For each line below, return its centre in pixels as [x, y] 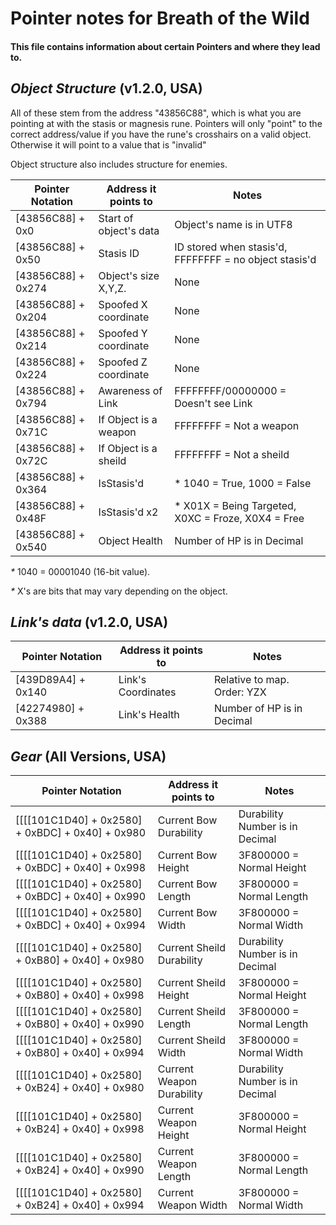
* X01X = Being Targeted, [235, 505]
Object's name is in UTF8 [233, 224]
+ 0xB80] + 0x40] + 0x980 [80, 960]
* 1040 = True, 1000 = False [243, 483]
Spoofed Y [123, 333]
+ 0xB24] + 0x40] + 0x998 [80, 1129]
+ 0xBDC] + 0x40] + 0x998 [81, 868]
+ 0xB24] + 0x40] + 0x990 [80, 1170]
